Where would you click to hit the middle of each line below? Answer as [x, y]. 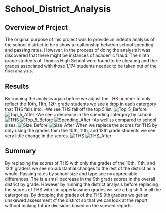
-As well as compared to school [124, 120]
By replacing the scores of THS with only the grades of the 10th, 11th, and [80, 163]
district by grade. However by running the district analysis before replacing [82, 184]
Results [17, 87]
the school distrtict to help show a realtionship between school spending [79, 45]
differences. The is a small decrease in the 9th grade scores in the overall [80, 179]
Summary [21, 151]
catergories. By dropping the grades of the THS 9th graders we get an [77, 195]
